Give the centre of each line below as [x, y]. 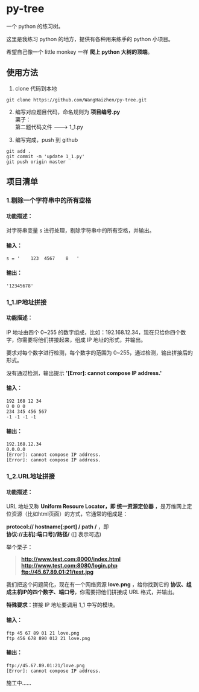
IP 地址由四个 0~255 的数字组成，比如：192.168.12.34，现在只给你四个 [93, 332]
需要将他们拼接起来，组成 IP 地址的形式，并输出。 [84, 339]
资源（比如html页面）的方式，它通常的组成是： [70, 514]
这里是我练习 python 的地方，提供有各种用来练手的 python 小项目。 [90, 39]
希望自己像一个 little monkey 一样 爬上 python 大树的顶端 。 [80, 52]
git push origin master [36, 162]
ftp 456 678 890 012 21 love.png [48, 638]
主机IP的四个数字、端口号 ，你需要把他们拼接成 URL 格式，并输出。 [94, 592]
